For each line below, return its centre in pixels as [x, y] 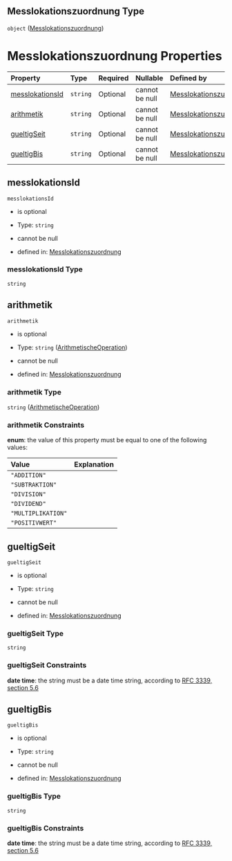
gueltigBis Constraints [46, 828]
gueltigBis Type [34, 797]
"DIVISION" [28, 495]
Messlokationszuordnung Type [76, 11]
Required [114, 78]
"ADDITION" [28, 475]
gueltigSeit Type [36, 634]
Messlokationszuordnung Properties [115, 56]
